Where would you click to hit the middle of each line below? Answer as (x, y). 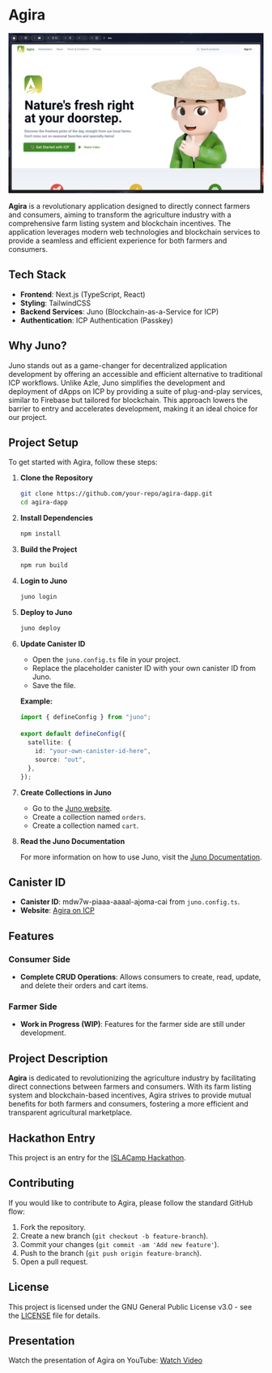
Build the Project (49, 549)
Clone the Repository (56, 478)
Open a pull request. (54, 1262)
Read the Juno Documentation (72, 841)
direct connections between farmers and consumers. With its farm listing (130, 1087)
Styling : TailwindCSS (55, 303)
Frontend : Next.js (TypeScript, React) (83, 294)
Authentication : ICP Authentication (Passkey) (97, 320)
